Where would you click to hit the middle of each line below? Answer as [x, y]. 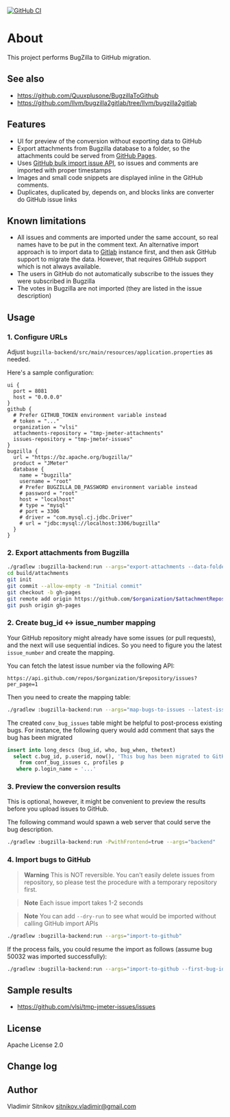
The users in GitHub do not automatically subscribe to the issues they [115, 274]
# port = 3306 [39, 512]
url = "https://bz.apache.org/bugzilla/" [73, 458]
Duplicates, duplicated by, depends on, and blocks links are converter [115, 192]
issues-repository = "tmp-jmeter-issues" [73, 440]
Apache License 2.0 [35, 1045]
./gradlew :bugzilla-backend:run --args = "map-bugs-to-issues [96, 710]
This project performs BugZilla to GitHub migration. [79, 57]
